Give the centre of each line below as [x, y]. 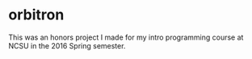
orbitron [36, 15]
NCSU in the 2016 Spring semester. [67, 45]
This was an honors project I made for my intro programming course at [126, 37]
